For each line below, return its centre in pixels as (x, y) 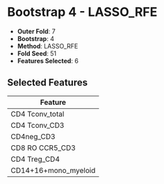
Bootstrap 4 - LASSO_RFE (82, 12)
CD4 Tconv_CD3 (38, 125)
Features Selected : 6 (48, 60)
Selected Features (48, 83)
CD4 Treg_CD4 (35, 159)
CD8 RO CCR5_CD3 (43, 148)
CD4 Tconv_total (38, 114)
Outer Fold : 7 (36, 31)
